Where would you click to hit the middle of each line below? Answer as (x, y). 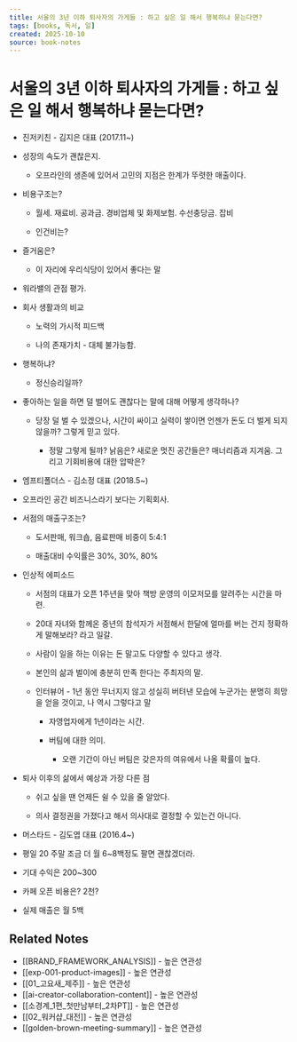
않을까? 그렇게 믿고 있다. (78, 432)
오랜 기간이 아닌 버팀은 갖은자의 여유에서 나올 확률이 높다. (161, 760)
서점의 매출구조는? (54, 518)
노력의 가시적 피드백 (70, 326)
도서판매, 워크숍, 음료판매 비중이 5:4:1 (101, 537)
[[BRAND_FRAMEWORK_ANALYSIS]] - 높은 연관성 (112, 961)
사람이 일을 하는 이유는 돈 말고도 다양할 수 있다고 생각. (129, 654)
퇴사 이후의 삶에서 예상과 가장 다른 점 (86, 778)
